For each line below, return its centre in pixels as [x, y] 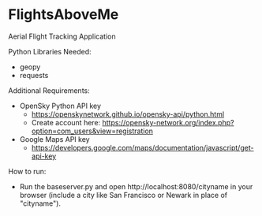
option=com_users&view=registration [92, 131]
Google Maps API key [54, 139]
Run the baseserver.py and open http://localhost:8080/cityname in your [136, 186]
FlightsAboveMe [64, 15]
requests [34, 75]
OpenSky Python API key [60, 106]
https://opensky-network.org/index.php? [168, 122]
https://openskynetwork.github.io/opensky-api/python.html [128, 114]
